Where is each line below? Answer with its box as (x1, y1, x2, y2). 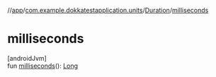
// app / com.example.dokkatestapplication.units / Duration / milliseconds (7, 6, 209, 14)
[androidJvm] (7, 54, 47, 62)
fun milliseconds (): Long (7, 61, 79, 70)
